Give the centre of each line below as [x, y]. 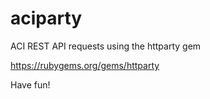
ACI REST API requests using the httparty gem [106, 46]
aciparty [46, 18]
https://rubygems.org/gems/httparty [85, 65]
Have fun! [30, 84]
